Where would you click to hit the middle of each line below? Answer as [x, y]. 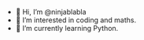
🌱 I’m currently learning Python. [67, 28]
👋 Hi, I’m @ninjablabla [51, 12]
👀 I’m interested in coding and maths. [76, 20]
